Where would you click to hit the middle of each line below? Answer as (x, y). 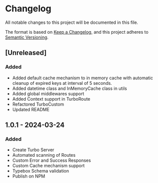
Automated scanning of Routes (44, 155)
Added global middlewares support (48, 93)
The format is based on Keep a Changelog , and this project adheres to (77, 32)
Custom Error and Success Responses (52, 160)
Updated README (31, 109)
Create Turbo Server (33, 150)
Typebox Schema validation (41, 171)
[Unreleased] (26, 53)
